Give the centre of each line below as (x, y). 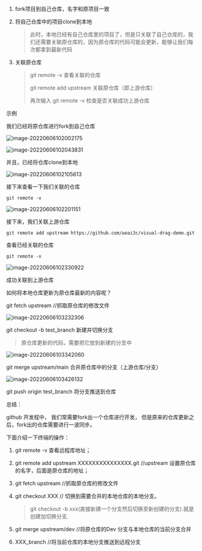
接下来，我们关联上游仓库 (38, 222)
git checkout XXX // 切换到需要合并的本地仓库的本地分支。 (87, 496)
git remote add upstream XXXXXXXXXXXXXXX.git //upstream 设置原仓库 (105, 463)
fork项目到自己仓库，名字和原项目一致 (62, 9)
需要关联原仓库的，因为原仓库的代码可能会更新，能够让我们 (114, 42)
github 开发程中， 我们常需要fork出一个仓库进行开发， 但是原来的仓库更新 (98, 417)
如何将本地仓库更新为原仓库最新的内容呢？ (59, 293)
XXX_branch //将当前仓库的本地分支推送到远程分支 (78, 542)
